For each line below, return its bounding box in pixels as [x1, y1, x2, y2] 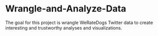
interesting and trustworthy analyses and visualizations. [5, 24, 122, 30]
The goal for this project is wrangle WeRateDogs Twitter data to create [5, 19, 153, 25]
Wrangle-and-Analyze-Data [5, 3, 126, 14]
